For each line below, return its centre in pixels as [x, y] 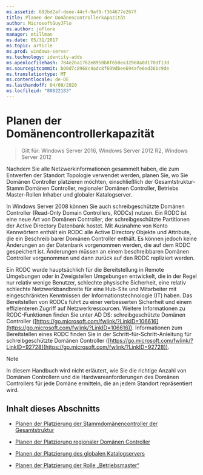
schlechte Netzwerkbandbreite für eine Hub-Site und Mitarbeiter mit [92, 289]
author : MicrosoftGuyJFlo [39, 23]
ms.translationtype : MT [36, 74]
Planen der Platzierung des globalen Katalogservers [80, 453]
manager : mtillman [29, 35]
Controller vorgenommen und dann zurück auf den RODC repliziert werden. [101, 258]
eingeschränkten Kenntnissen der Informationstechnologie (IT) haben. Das [99, 295]
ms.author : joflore [31, 29]
